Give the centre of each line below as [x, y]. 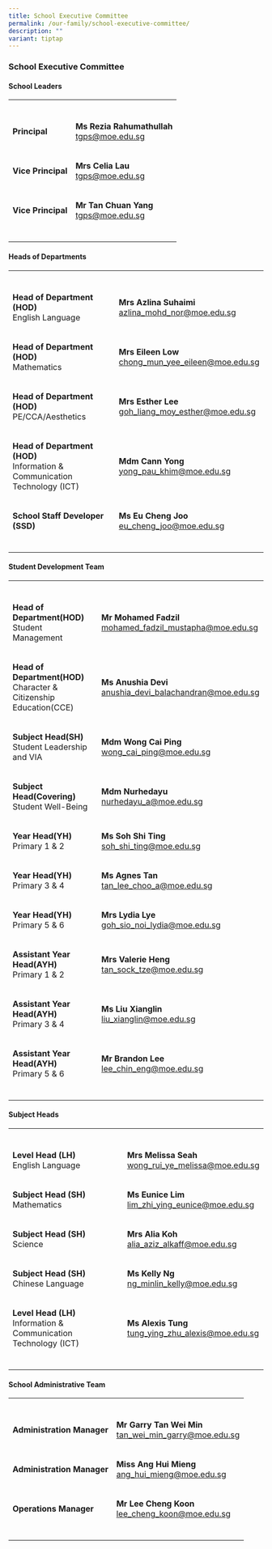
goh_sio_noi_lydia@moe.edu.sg [161, 925]
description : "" [36, 31]
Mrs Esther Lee [149, 401]
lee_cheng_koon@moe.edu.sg [173, 1514]
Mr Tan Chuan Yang [115, 206]
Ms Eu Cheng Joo [153, 516]
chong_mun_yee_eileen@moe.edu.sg [189, 362]
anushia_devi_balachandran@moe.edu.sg [180, 692]
